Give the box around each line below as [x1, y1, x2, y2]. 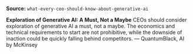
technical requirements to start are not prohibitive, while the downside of [6, 29, 182, 36]
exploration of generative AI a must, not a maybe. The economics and [6, 23, 175, 29]
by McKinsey [6, 41, 38, 48]
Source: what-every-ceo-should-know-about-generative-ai [6, 5, 149, 12]
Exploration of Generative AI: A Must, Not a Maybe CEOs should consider [6, 16, 187, 23]
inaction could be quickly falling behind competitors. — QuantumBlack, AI [6, 35, 184, 42]
